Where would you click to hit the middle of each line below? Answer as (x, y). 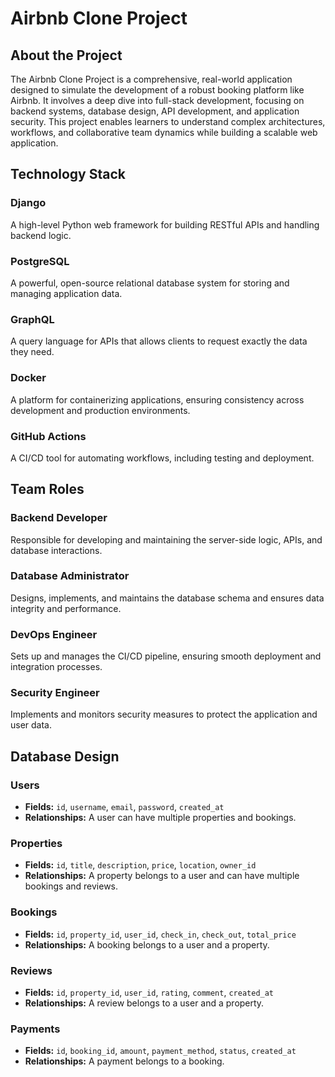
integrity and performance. (66, 608)
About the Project (66, 55)
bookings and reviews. (71, 886)
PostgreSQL (40, 261)
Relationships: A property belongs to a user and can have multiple (162, 876)
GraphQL (32, 319)
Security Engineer (55, 693)
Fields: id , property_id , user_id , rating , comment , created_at (149, 993)
